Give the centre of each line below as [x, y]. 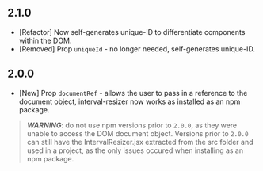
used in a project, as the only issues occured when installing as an [135, 150]
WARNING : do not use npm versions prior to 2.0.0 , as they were [132, 125]
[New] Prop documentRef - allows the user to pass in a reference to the [133, 93]
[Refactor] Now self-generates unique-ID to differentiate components [132, 32]
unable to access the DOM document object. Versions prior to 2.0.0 [137, 133]
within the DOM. [45, 40]
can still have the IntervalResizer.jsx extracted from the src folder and [140, 142]
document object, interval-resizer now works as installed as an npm [130, 101]
